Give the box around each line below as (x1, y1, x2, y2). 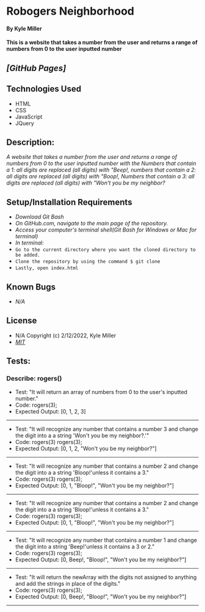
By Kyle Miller (6, 24, 42, 32)
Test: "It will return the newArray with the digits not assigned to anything (15, 573, 197, 581)
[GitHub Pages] (6, 63, 67, 73)
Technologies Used (6, 84, 81, 94)
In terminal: (15, 239, 44, 247)
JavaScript (15, 113, 43, 120)
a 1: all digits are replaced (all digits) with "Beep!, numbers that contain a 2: (6, 166, 196, 173)
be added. (15, 252, 41, 258)
